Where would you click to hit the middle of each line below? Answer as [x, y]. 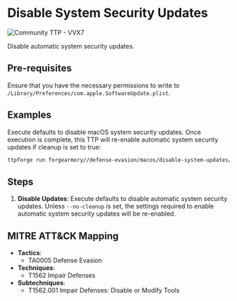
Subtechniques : [41, 283]
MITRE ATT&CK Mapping [63, 236]
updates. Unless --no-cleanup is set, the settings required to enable [116, 207]
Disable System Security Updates [108, 13]
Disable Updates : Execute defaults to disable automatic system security [122, 199]
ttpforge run [26, 160]
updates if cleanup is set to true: [54, 147]
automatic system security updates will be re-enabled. [97, 214]
